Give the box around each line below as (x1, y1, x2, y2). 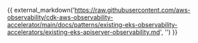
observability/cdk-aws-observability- (7, 13, 113, 21)
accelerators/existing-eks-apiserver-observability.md (7, 28, 160, 36)
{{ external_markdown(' (7, 6, 75, 14)
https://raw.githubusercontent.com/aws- (74, 6, 191, 14)
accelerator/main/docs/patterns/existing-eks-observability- (7, 21, 178, 28)
